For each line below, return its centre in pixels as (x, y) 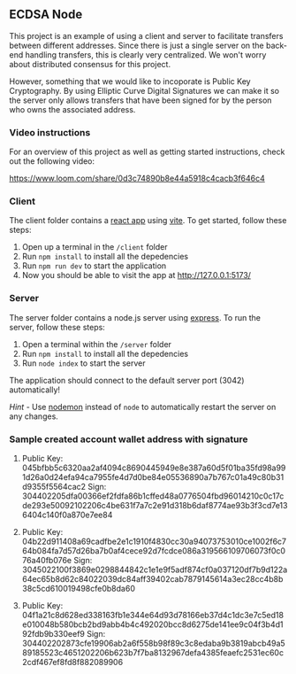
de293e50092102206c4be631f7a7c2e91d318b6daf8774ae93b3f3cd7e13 (155, 505)
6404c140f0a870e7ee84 (67, 515)
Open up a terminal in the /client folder (95, 247)
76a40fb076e (47, 560)
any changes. (34, 416)
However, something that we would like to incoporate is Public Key (130, 81)
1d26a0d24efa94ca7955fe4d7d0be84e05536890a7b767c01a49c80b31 (153, 477)
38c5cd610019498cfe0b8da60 (78, 589)
